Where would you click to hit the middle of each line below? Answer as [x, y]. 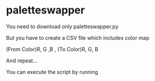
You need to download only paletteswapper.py [62, 26]
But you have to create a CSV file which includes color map [78, 38]
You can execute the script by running [52, 72]
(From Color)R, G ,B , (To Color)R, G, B [52, 49]
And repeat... [22, 60]
